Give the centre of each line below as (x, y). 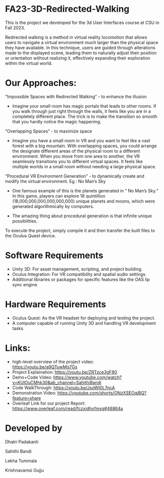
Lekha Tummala (21, 460)
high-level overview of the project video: (53, 362)
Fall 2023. (15, 27)
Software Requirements (54, 256)
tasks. (18, 328)
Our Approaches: (41, 83)
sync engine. (25, 284)
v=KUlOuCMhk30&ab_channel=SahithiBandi (57, 382)
